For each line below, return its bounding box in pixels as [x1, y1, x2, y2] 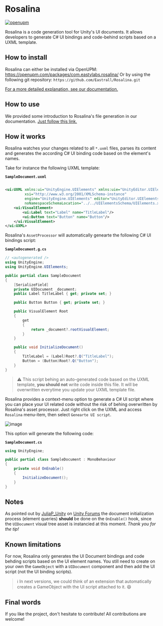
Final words [5, 598, 41, 607]
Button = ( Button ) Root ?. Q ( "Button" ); [22, 358, 98, 363]
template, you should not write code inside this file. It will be [16, 381, 138, 387]
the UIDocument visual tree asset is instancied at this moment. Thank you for [5, 521, 156, 527]
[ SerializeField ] [14, 282, 49, 287]
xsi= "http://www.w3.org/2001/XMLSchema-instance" [24, 192, 127, 197]
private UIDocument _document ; [14, 287, 77, 292]
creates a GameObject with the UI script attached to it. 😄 [16, 584, 132, 590]
